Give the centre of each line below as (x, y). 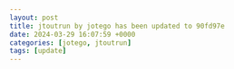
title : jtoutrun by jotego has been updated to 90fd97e (117, 26)
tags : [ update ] (38, 51)
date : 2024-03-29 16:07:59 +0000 (73, 34)
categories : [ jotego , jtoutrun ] (70, 43)
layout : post (34, 17)
